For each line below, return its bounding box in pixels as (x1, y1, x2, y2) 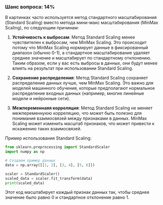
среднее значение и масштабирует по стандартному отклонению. (12, 55, 152, 61)
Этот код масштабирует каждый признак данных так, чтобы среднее (5, 189, 150, 195)
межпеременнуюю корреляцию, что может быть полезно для (12, 110, 142, 116)
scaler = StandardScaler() (5, 171, 60, 176)
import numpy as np (5, 149, 45, 154)
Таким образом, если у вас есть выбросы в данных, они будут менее (12, 60, 158, 66)
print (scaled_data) (5, 181, 45, 185)
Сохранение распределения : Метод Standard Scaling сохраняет (12, 75, 148, 81)
